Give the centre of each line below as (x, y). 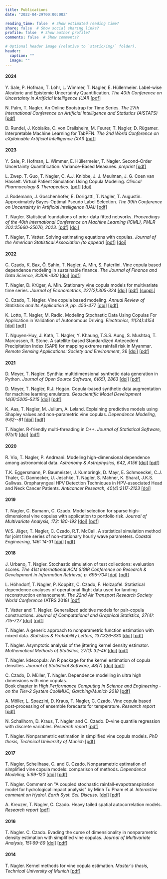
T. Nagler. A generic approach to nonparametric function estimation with (80, 630)
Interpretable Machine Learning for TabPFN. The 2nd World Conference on (82, 133)
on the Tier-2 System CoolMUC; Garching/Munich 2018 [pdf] (68, 691)
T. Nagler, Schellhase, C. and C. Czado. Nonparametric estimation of (76, 764)
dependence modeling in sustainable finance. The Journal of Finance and (81, 270)
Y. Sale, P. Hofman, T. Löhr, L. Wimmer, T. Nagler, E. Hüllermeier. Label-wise (83, 87)
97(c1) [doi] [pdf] (22, 435)
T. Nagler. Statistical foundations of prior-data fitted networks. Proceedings (83, 217)
